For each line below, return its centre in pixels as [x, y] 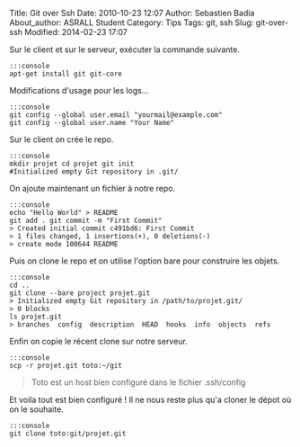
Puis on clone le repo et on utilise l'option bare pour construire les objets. [145, 261]
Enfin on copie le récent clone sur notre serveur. [99, 341]
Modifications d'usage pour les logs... [79, 90]
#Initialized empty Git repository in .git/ [94, 172]
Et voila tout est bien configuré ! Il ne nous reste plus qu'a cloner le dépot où [150, 400]
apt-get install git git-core [66, 74]
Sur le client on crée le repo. [62, 139]
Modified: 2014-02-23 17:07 [75, 32]
